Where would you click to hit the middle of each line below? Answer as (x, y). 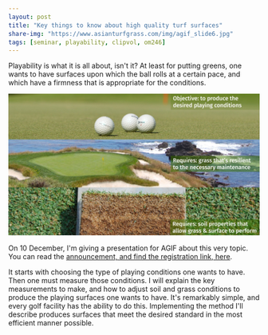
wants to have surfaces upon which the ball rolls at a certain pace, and (124, 74)
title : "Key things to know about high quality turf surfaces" (116, 25)
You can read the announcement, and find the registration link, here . (120, 256)
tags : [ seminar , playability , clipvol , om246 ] (87, 42)
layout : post (30, 17)
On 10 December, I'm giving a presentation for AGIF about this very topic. (128, 248)
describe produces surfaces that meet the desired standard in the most (126, 314)
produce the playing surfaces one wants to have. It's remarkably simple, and (134, 297)
